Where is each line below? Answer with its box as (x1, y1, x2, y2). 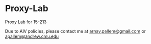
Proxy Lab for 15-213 (5, 19, 47, 25)
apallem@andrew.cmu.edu (5, 33, 59, 39)
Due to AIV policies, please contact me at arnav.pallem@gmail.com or (5, 28, 146, 34)
